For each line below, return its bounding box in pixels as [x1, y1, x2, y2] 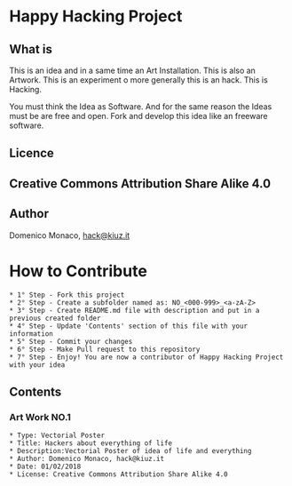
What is [9, 42, 53, 57]
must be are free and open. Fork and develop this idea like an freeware [9, 111, 268, 121]
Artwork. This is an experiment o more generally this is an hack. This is [9, 75, 268, 85]
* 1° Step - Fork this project [9, 291, 125, 299]
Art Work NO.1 [9, 410, 71, 423]
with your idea [9, 360, 66, 370]
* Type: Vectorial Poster [9, 431, 105, 441]
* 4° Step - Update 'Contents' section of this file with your [9, 322, 249, 331]
